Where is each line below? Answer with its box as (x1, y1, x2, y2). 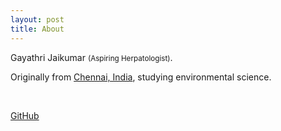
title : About (10, 24, 65, 34)
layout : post (10, 14, 65, 25)
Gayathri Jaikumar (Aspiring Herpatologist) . (10, 51, 173, 63)
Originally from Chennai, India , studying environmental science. (10, 71, 272, 83)
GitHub (10, 109, 40, 121)
